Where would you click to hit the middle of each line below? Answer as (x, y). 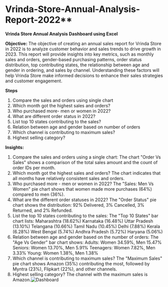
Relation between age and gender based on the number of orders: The (86, 237)
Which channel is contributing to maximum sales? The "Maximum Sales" (87, 258)
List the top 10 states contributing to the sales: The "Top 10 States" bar (86, 216)
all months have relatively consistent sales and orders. (68, 178)
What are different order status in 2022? (54, 116)
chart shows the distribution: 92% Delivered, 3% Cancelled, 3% (78, 205)
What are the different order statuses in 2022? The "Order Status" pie (84, 200)
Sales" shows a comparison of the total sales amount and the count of (85, 162)
